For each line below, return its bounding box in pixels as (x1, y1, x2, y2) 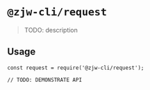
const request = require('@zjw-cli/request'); (7, 64, 144, 71)
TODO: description (24, 26, 78, 34)
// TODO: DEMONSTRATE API (7, 76, 82, 83)
